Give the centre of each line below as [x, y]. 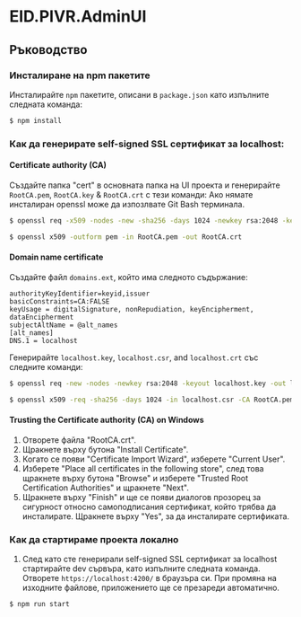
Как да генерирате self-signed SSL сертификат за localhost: [147, 144]
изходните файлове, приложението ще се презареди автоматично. [151, 588]
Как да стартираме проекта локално [94, 539]
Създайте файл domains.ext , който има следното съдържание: [129, 277]
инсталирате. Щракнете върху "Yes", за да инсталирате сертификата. [155, 516]
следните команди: [46, 366]
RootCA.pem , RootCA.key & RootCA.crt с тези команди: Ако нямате [131, 194]
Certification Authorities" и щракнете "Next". [106, 488]
